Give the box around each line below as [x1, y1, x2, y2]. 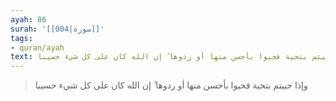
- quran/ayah [10, 42, 65, 53]
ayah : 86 [10, 14, 47, 25]
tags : [10, 33, 33, 43]
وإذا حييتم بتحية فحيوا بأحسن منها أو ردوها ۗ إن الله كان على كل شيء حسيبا [34, 79, 308, 91]
